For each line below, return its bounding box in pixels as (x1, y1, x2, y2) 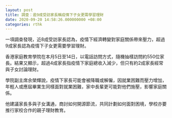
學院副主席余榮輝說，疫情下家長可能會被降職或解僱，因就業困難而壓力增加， (5, 77, 167, 83)
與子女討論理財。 (5, 66, 41, 73)
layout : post (5, 7, 33, 13)
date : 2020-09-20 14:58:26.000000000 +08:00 (5, 17, 102, 22)
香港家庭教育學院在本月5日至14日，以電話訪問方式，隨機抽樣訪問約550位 (5, 54, 160, 60)
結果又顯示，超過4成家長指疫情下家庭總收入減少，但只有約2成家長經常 (14, 60, 164, 66)
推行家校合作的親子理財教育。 (5, 107, 68, 113)
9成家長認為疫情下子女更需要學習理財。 (5, 43, 89, 49)
